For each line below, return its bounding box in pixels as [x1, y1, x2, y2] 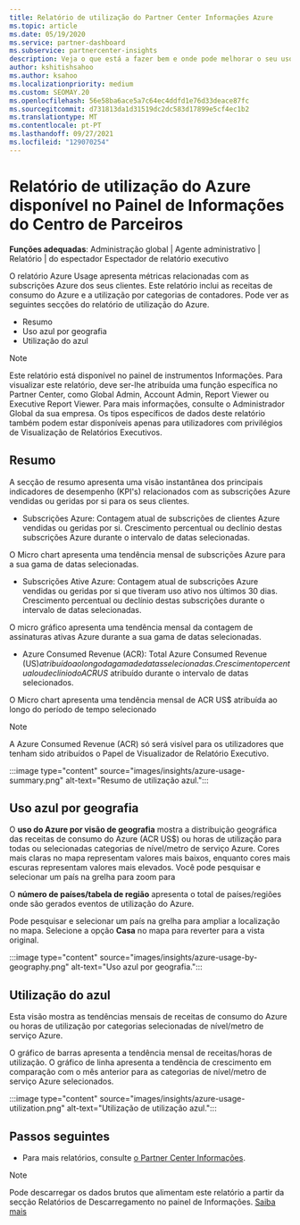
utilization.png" [9, 1103, 65, 1113]
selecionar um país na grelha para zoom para [9, 872, 176, 883]
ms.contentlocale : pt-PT [9, 122, 102, 130]
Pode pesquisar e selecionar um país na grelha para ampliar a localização [9, 916, 280, 927]
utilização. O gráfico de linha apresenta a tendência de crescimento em [9, 1057, 272, 1068]
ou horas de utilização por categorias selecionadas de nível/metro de [9, 1020, 264, 1032]
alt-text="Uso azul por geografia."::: [71, 961, 203, 972]
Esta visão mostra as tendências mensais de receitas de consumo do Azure [9, 1011, 287, 1022]
